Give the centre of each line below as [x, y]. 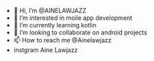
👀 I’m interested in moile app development [73, 18]
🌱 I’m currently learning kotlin [55, 25]
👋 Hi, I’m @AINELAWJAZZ [50, 11]
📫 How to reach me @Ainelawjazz [62, 40]
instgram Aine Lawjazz [46, 50]
